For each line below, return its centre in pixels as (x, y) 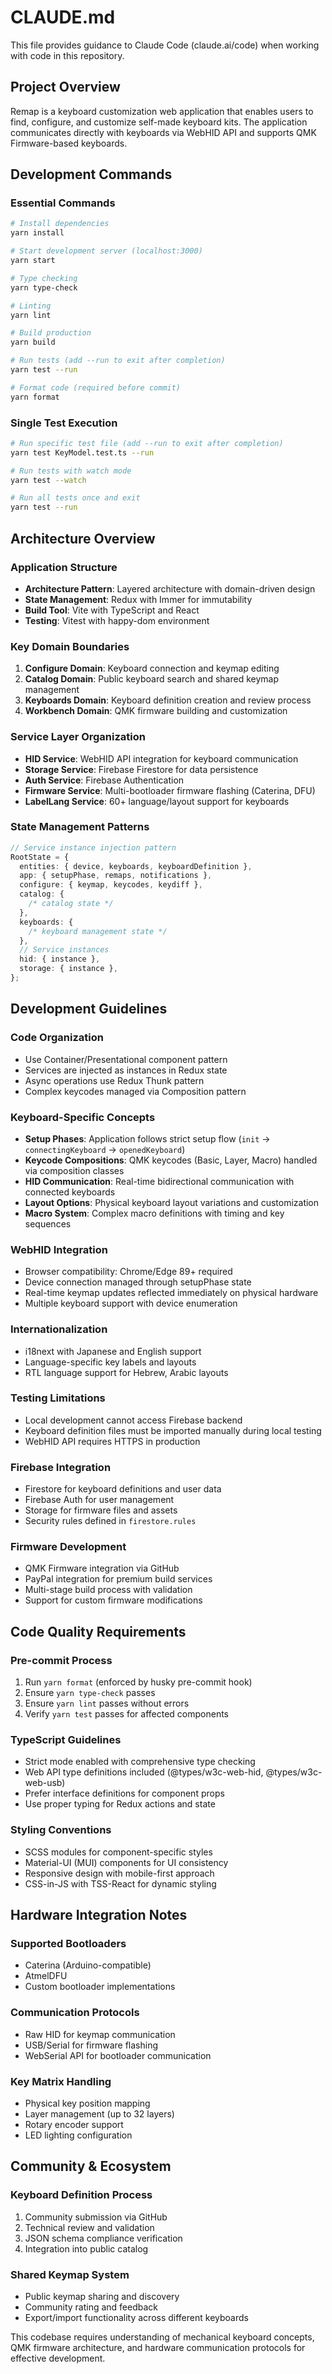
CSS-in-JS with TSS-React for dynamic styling (120, 1883)
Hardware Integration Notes (99, 1915)
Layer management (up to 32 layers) (99, 2113)
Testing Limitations (58, 1398)
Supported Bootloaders (68, 1943)
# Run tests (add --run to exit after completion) (118, 361)
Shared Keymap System (70, 2274)
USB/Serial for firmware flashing (91, 2045)
